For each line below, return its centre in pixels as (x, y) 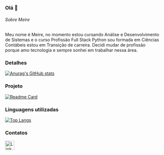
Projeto (14, 86)
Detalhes (16, 63)
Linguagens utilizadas (32, 110)
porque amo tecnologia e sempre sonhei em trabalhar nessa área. (71, 50)
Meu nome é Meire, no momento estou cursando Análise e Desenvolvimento (82, 35)
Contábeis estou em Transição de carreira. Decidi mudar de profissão (75, 45)
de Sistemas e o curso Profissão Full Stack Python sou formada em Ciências (82, 40)
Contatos (16, 133)
